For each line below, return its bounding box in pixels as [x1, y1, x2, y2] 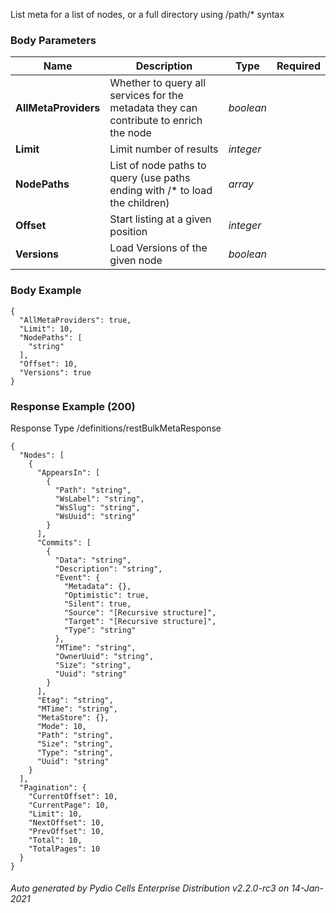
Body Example [10, 284, 82, 298]
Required [276, 59, 321, 73]
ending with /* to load [109, 184, 213, 198]
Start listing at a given [109, 212, 212, 226]
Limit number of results [109, 142, 219, 156]
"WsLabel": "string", [54, 494, 145, 504]
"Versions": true [19, 367, 92, 378]
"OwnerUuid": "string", [54, 651, 155, 661]
